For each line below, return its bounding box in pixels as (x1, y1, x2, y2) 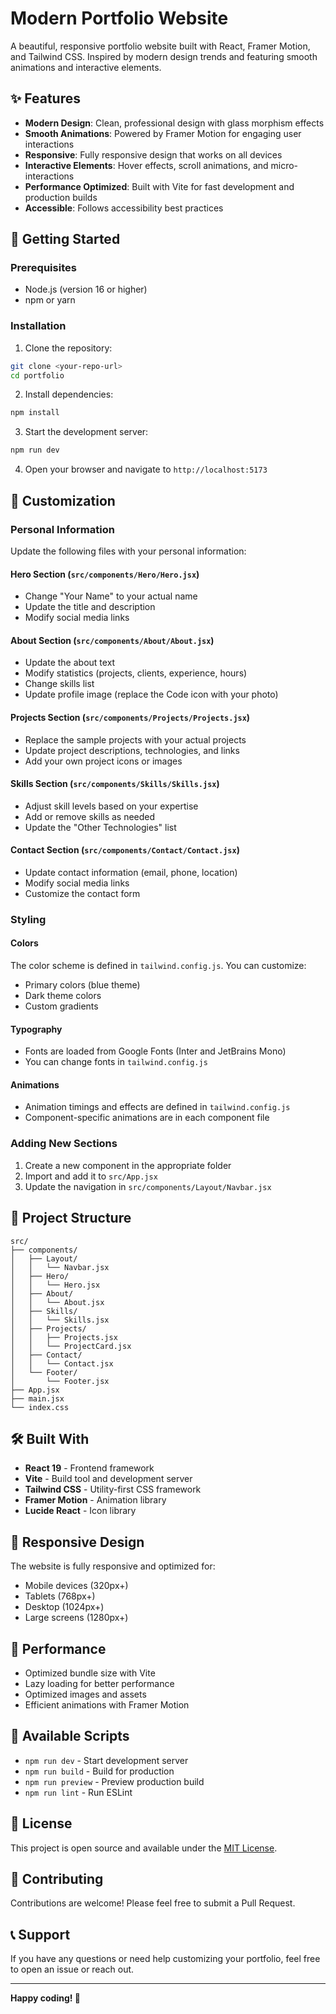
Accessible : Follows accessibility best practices (24, 202, 224, 214)
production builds (24, 191, 98, 203)
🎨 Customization (10, 492, 116, 509)
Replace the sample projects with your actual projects (24, 733, 247, 746)
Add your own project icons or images (24, 755, 183, 767)
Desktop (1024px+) (24, 1601, 105, 1613)
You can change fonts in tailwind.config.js (24, 1056, 208, 1068)
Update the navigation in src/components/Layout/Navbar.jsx (24, 1180, 272, 1192)
